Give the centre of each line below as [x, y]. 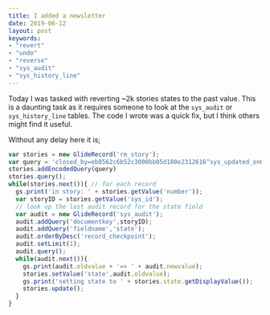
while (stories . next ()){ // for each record [82, 184]
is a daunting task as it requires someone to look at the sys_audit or [121, 107]
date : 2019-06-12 [37, 23]
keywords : [25, 38]
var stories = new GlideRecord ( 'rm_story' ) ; [84, 154]
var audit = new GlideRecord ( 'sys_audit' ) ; [89, 214]
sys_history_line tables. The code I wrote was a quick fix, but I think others [134, 115]
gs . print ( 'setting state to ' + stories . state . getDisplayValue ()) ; [138, 281]
